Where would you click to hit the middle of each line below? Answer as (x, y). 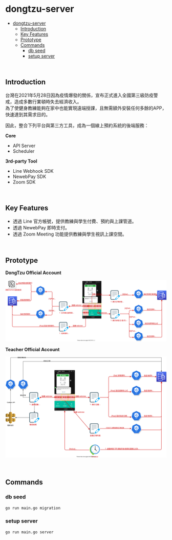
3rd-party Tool (21, 161)
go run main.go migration (33, 508)
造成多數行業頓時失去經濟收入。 (48, 101)
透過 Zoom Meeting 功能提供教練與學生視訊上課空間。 (70, 234)
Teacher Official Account (33, 350)
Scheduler (24, 151)
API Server (24, 146)
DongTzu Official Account (33, 273)
